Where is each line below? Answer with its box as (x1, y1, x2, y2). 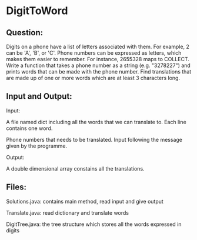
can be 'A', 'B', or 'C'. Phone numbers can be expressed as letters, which (6, 49, 182, 56)
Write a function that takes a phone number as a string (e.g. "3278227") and (6, 62, 191, 69)
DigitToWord (6, 4, 68, 18)
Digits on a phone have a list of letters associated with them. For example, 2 (6, 43, 190, 50)
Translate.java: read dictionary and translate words (6, 209, 129, 216)
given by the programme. (6, 142, 68, 149)
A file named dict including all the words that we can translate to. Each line (6, 118, 186, 125)
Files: (6, 182, 26, 192)
